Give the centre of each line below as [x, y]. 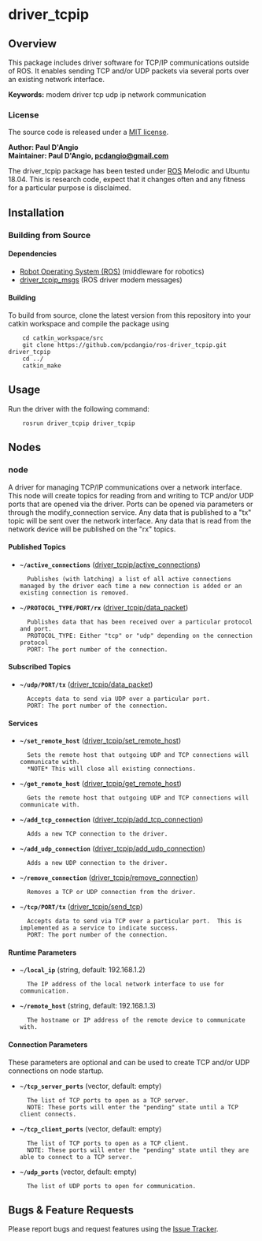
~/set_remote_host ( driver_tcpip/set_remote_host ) [100, 741]
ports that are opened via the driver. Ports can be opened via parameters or [131, 504]
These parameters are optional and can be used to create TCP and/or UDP [129, 1062]
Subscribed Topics [40, 667]
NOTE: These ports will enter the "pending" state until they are [138, 1150]
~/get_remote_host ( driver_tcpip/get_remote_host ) [101, 784]
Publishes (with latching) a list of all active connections [129, 579]
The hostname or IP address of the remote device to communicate [136, 1020]
